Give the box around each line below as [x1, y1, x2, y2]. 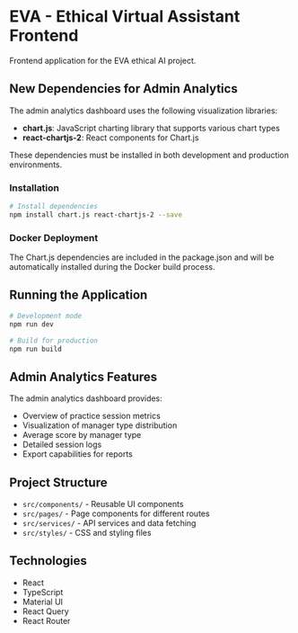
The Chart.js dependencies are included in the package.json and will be [9, 252, 275, 263]
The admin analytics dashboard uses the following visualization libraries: [9, 105, 278, 116]
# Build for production [9, 335, 99, 345]
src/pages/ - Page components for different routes [22, 508, 210, 519]
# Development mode [9, 311, 83, 320]
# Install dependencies [9, 202, 99, 211]
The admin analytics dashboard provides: [9, 393, 163, 404]
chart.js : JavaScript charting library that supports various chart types [22, 122, 280, 133]
